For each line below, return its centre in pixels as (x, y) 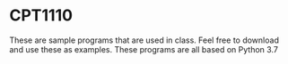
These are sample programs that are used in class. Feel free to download (144, 40)
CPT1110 (41, 16)
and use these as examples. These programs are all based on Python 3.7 (144, 49)
